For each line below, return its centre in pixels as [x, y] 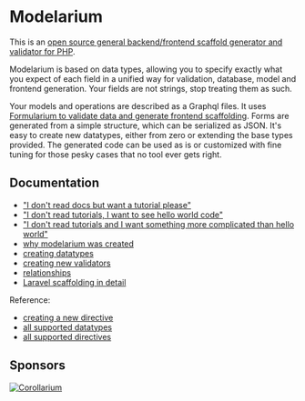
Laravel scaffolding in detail [74, 282]
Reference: [30, 300]
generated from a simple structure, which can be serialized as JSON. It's [146, 125]
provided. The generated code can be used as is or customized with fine [146, 145]
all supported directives [67, 336]
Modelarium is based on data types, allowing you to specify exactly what [146, 69]
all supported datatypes [67, 327]
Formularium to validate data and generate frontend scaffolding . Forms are [149, 115]
